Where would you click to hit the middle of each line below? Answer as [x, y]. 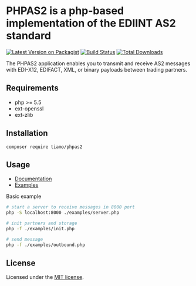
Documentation [33, 179]
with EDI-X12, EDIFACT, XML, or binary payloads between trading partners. [97, 69]
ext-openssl [29, 108]
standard [29, 36]
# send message [25, 239]
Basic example [24, 196]
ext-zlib [24, 115]
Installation [27, 133]
